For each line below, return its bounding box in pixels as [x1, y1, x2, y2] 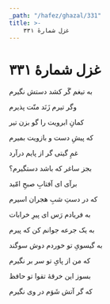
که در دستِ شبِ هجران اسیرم [9, 194, 98, 204]
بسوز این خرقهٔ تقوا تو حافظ [9, 271, 92, 281]
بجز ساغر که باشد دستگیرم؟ [9, 164, 92, 173]
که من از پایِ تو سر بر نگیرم [9, 256, 91, 266]
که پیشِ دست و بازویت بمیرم [9, 133, 94, 143]
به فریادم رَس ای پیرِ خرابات [9, 210, 91, 219]
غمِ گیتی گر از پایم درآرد [9, 148, 78, 158]
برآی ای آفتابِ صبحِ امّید [9, 179, 78, 189]
